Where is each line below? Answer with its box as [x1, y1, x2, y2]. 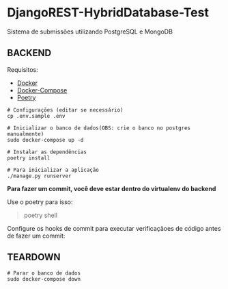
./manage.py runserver [7, 173, 72, 179]
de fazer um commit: [7, 231, 66, 240]
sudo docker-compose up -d [7, 136, 84, 143]
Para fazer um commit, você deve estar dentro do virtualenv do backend [7, 184, 216, 192]
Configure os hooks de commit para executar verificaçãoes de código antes [7, 224, 221, 232]
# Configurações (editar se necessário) [7, 106, 124, 114]
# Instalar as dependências [7, 149, 87, 155]
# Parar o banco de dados [7, 269, 81, 277]
